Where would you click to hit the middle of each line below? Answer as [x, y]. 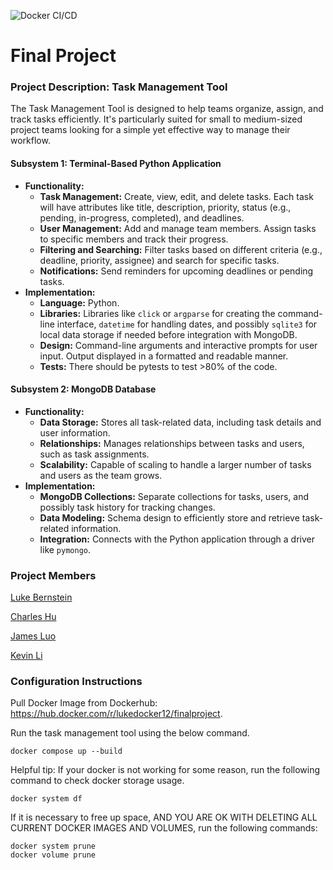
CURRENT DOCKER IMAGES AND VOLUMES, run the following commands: [164, 828]
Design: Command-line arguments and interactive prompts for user [178, 345]
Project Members [53, 575]
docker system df [46, 799]
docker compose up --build [66, 751]
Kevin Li [26, 656]
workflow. [30, 141]
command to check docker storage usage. [97, 781]
